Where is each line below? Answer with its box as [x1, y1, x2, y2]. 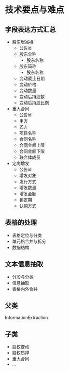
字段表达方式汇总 [5, 25, 56, 34]
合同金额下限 [19, 149, 45, 154]
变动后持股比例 [19, 100, 49, 105]
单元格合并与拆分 [12, 238, 46, 244]
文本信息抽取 [5, 260, 43, 269]
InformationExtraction [5, 315, 48, 320]
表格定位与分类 [12, 232, 42, 238]
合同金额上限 [19, 142, 45, 148]
